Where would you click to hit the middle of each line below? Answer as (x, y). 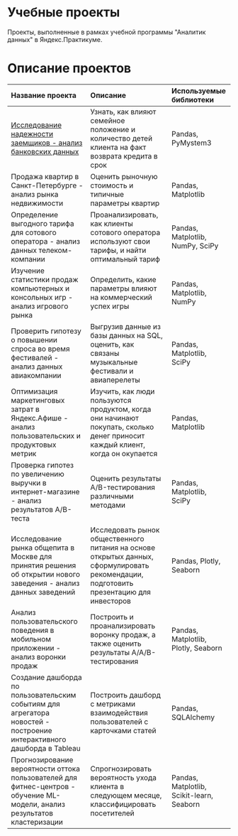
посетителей (112, 813)
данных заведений (43, 592)
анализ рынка (35, 194)
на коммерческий (121, 297)
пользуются (111, 400)
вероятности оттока (45, 769)
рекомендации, (117, 574)
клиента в (107, 786)
